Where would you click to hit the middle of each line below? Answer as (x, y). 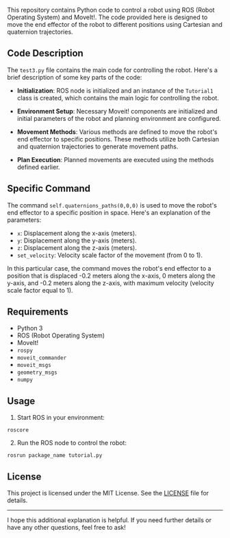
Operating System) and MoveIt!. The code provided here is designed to (107, 17)
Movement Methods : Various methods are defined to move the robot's (117, 132)
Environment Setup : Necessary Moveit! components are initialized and (117, 111)
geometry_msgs (37, 373)
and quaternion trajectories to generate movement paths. (98, 146)
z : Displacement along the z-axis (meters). (77, 247)
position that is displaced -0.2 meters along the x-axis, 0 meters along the (111, 276)
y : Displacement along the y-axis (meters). (77, 240)
